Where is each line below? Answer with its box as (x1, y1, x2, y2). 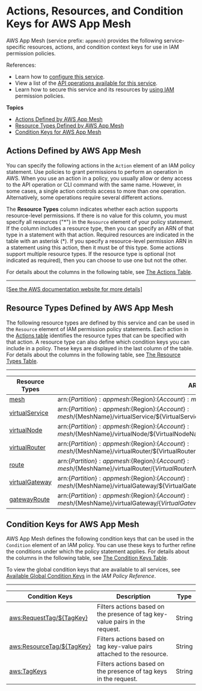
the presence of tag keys (97, 667, 167, 675)
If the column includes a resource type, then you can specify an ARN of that (6, 225, 194, 232)
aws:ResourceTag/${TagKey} (9, 642, 91, 651)
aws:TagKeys (9, 667, 47, 675)
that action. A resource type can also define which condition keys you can (6, 338, 190, 345)
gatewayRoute (9, 495, 50, 503)
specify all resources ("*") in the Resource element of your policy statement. (6, 218, 194, 225)
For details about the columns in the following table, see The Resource (6, 351, 181, 358)
